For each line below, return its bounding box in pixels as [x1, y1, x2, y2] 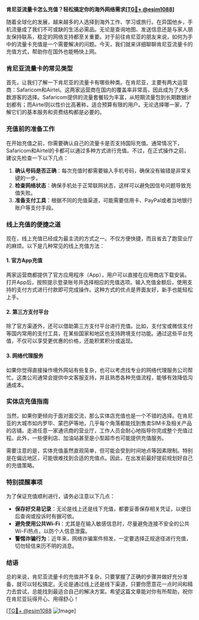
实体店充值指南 [6, 398, 49, 406]
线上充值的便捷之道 [6, 220, 61, 228]
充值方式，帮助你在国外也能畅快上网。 [6, 48, 99, 55]
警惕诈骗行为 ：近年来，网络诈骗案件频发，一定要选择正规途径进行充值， [14, 535, 191, 542]
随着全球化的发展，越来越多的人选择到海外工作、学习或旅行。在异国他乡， [6, 18, 188, 26]
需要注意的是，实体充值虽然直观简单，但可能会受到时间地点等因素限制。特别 [6, 447, 193, 454]
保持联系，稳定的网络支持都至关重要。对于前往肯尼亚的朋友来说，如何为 [11, 33, 188, 40]
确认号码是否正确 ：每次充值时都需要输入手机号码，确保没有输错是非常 [14, 167, 187, 174]
